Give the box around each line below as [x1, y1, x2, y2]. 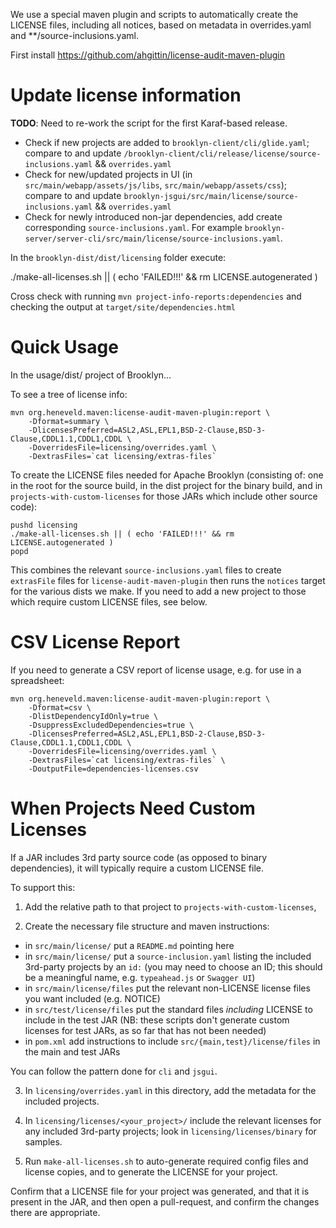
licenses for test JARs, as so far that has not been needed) [24, 1024, 267, 1036]
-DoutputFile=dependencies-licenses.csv [28, 764, 199, 774]
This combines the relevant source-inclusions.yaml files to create [10, 564, 282, 576]
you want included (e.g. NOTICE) [24, 992, 161, 1004]
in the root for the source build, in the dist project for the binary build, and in [10, 479, 323, 491]
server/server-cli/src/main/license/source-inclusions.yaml [24, 234, 281, 244]
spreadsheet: [10, 674, 65, 686]
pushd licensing [10, 520, 78, 530]
